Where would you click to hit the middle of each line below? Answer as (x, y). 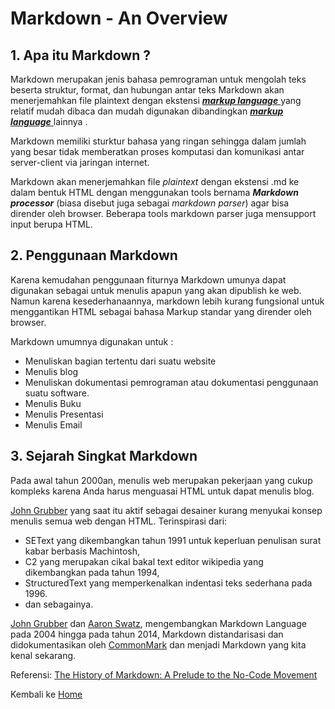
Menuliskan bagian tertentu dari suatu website (120, 361)
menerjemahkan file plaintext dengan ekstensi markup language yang (156, 100)
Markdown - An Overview (119, 18)
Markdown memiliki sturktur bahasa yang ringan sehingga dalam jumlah (158, 141)
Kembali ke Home (46, 694)
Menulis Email (53, 424)
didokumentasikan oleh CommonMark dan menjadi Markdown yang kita (158, 644)
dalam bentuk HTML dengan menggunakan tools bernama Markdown (154, 192)
